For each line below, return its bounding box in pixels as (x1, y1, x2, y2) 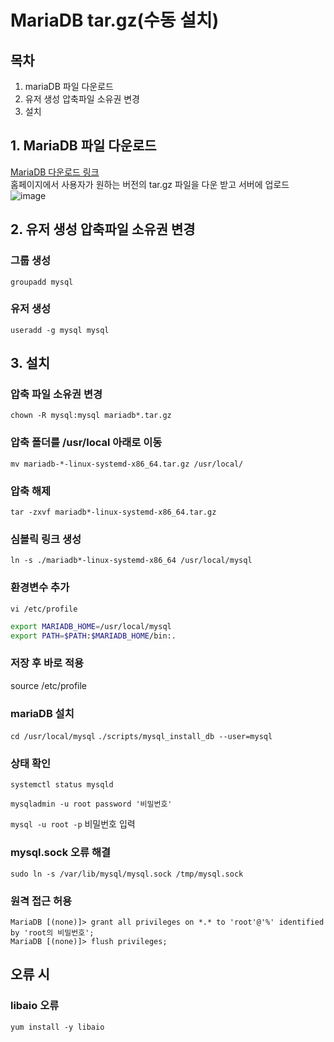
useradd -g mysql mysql (10, 325, 110, 335)
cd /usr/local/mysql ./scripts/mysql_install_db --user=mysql (10, 732, 273, 742)
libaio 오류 (10, 999, 60, 1013)
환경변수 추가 (10, 581, 70, 595)
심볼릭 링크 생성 (10, 532, 82, 546)
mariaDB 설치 (10, 706, 75, 720)
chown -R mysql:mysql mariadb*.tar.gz (10, 411, 172, 421)
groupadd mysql (10, 277, 74, 287)
